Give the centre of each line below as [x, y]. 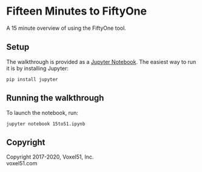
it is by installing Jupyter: [37, 68]
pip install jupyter [32, 79]
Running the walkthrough [55, 98]
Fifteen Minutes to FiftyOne [77, 11]
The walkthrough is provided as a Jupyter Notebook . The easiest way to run [101, 61]
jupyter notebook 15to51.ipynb [46, 124]
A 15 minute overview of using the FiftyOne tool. [66, 28]
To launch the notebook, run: [42, 112]
